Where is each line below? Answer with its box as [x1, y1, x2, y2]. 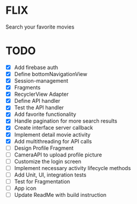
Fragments [14, 84, 41, 91]
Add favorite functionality [14, 111, 77, 118]
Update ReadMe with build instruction [14, 192, 107, 199]
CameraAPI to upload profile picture [14, 151, 102, 158]
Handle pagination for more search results [14, 117, 117, 125]
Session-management [14, 77, 69, 84]
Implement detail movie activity [14, 131, 91, 138]
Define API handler [14, 98, 60, 105]
